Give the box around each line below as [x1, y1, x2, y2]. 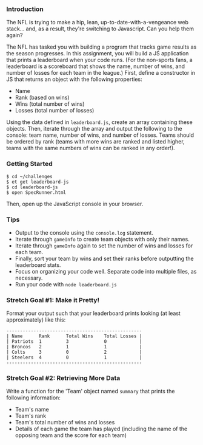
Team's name [15, 406, 50, 413]
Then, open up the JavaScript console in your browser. [6, 200, 144, 207]
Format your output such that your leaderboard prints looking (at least [6, 309, 181, 317]
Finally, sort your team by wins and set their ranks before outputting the [15, 255, 194, 262]
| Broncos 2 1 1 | [6, 344, 142, 350]
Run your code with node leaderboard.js [15, 280, 117, 288]
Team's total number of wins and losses [15, 419, 115, 426]
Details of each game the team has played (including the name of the [15, 425, 188, 433]
